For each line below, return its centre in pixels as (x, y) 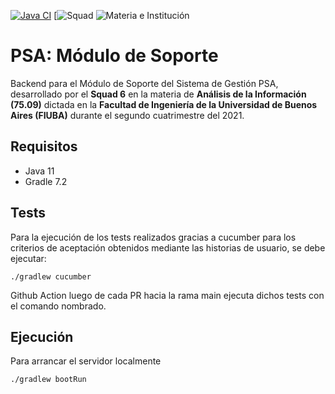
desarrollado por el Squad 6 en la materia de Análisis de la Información (158, 94)
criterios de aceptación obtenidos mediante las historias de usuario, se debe (168, 247)
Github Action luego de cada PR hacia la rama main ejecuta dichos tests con (167, 295)
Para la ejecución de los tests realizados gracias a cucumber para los (153, 237)
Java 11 (39, 171)
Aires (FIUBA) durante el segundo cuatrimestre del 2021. (127, 115)
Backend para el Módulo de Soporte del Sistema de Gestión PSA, (144, 83)
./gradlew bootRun (48, 380)
